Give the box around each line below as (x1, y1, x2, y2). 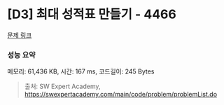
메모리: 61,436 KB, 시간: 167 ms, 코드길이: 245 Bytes (7, 67, 155, 76)
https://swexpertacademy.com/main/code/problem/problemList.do (24, 90, 218, 99)
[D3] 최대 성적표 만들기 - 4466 (7, 6, 176, 22)
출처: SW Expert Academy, (24, 82, 101, 91)
